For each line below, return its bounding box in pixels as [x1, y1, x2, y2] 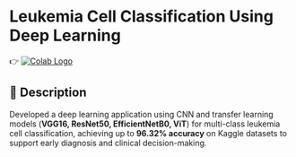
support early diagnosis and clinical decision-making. [9, 137, 207, 148]
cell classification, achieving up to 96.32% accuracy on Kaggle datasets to [9, 127, 287, 138]
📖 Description [9, 85, 87, 100]
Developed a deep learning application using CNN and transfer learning [9, 109, 274, 119]
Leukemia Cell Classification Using [9, 6, 274, 27]
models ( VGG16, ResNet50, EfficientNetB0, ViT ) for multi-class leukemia [9, 118, 281, 129]
